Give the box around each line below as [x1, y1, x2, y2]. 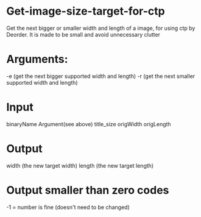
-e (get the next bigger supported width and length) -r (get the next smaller [6, 72, 196, 80]
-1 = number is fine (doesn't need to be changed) [6, 203, 130, 211]
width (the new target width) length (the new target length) [6, 162, 154, 169]
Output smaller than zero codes [6, 183, 169, 197]
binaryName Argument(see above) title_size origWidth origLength [6, 120, 172, 127]
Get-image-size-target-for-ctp [6, 4, 166, 18]
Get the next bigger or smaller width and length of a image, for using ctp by [6, 24, 196, 32]
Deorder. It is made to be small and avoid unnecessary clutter [6, 30, 160, 38]
